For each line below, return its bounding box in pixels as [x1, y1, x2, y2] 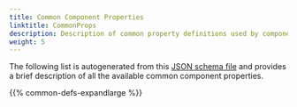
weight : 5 [9, 37, 46, 46]
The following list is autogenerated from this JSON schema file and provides [9, 61, 287, 72]
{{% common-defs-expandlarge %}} [9, 88, 143, 98]
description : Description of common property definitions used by [9, 29, 259, 38]
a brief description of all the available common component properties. [9, 71, 263, 82]
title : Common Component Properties [9, 12, 144, 22]
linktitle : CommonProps [9, 21, 97, 30]
